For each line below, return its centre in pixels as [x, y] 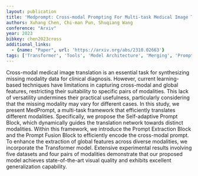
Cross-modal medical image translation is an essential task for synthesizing [98, 72]
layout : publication [32, 12]
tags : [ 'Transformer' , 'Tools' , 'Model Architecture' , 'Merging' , [89, 56]
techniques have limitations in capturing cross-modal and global [100, 85]
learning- [168, 79]
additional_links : [29, 45]
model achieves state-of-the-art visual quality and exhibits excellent [89, 160]
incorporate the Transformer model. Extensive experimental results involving [99, 148]
